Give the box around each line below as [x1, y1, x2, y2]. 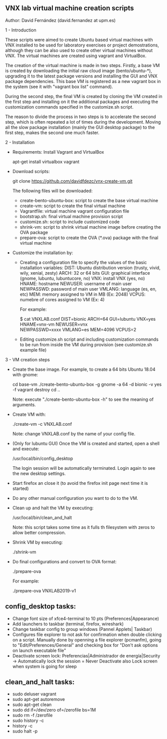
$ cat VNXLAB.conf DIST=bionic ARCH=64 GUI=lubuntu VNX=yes [19, 316, 156, 322]
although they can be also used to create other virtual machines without [5, 47, 153, 53]
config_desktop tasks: [5, 602, 76, 611]
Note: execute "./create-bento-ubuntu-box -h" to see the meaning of [12, 396, 154, 402]
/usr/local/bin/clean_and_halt [12, 514, 72, 520]
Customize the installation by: [12, 250, 73, 256]
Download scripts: [12, 168, 50, 174]
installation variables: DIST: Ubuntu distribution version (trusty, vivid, [19, 265, 161, 271]
